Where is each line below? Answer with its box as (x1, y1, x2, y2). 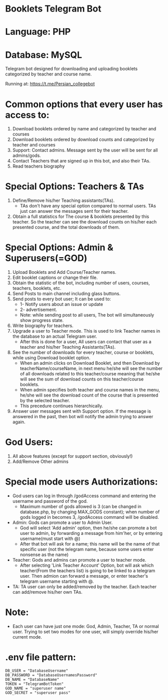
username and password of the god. (12, 498, 88, 504)
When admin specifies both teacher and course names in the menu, (20, 387, 160, 393)
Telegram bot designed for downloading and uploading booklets (5, 66, 138, 72)
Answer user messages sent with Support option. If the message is (12, 408, 151, 414)
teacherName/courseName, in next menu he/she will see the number (20, 365, 163, 371)
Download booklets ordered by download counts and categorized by (12, 136, 154, 142)
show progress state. (20, 318, 64, 324)
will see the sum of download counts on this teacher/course (20, 376, 144, 382)
